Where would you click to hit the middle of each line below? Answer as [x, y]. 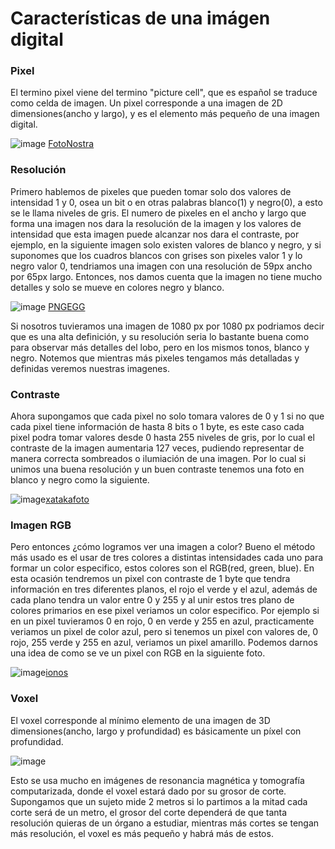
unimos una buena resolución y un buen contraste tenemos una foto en [157, 469]
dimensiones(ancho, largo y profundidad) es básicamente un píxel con [156, 731]
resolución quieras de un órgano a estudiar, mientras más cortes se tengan [165, 823]
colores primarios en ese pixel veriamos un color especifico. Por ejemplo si [165, 611]
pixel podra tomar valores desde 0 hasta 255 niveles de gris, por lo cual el [162, 438]
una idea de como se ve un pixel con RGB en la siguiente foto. [138, 653]
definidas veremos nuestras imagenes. [90, 368]
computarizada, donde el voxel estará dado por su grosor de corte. [148, 791]
